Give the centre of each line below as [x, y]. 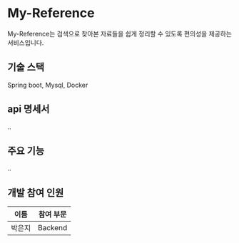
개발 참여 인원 [36, 193]
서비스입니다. [26, 42]
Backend [53, 228]
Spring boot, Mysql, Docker [48, 85]
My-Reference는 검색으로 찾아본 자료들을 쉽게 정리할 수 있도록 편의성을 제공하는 [119, 33]
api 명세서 [29, 109]
